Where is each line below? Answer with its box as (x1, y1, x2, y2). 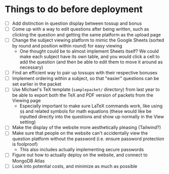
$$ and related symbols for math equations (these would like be (19, 108, 152, 114)
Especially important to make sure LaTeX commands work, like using (19, 103, 163, 109)
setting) (19, 119, 36, 125)
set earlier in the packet (12, 81, 62, 87)
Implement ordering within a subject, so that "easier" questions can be (12, 75, 159, 81)
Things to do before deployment (5, 4, 143, 15)
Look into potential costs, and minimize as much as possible (12, 163, 138, 169)
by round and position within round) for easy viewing (12, 43, 122, 49)
